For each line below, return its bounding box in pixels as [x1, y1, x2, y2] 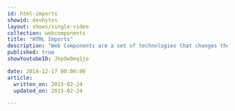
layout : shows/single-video [7, 23, 90, 30]
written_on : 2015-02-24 [13, 80, 83, 87]
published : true [7, 49, 55, 56]
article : [7, 74, 33, 81]
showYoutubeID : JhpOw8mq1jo [7, 55, 90, 62]
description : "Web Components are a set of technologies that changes [7, 42, 218, 49]
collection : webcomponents [7, 29, 86, 37]
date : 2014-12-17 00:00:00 [7, 67, 86, 75]
